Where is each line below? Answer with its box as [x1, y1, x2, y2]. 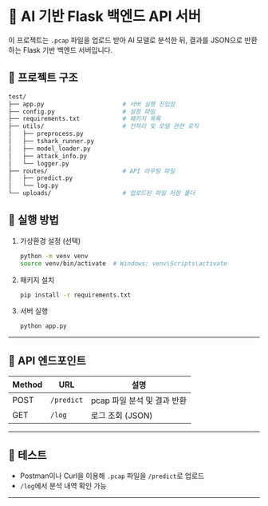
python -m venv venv [19, 252, 89, 260]
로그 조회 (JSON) [90, 410, 153, 421]
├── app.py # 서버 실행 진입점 [8, 100, 175, 108]
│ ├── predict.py [8, 174, 73, 182]
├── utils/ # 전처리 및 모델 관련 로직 [8, 122, 199, 130]
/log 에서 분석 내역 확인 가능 [19, 480, 107, 490]
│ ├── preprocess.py [8, 129, 84, 138]
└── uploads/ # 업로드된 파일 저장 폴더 [8, 189, 195, 197]
